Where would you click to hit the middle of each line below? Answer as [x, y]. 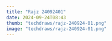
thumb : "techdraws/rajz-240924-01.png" [57, 23]
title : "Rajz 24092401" [36, 12]
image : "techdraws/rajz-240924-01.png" [57, 29]
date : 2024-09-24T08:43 [36, 17]
